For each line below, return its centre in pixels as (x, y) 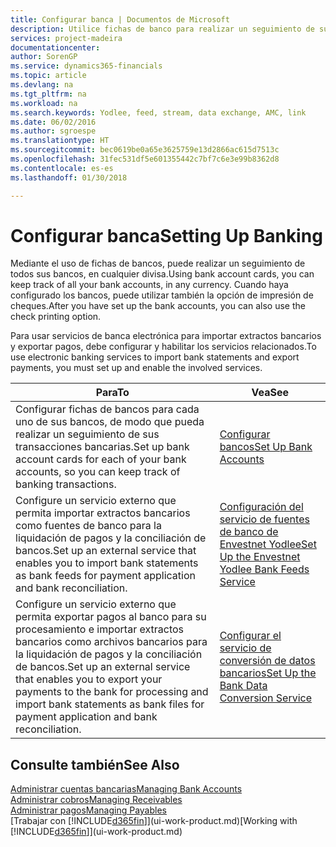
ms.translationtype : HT (60, 141)
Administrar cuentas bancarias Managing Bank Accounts (126, 789)
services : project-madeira (66, 38)
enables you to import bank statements (107, 563)
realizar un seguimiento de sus (87, 434)
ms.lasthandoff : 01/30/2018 (69, 177)
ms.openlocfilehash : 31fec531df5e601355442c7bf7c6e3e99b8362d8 (145, 159)
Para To (112, 393)
